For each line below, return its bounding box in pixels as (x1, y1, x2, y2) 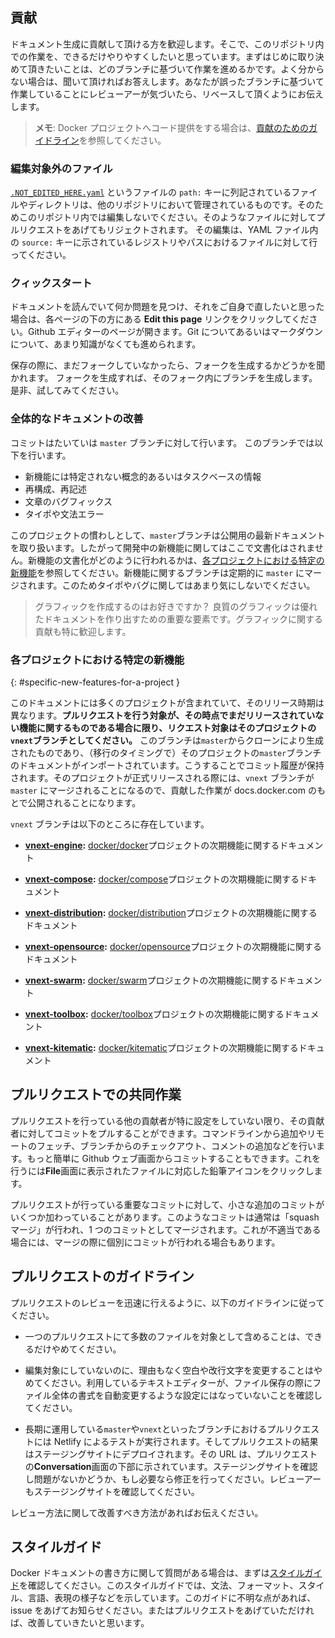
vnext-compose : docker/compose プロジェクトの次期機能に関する (24, 873, 300, 885)
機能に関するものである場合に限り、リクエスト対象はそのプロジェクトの (18, 722, 317, 733)
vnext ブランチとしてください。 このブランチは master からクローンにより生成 (10, 734, 324, 746)
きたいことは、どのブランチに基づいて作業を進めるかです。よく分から (36, 63, 325, 75)
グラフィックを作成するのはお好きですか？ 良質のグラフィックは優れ (34, 600, 318, 612)
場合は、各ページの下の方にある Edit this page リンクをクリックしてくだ (10, 313, 310, 325)
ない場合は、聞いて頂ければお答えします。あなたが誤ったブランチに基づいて (10, 75, 325, 87)
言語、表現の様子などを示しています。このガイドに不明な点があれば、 (27, 1592, 317, 1604)
